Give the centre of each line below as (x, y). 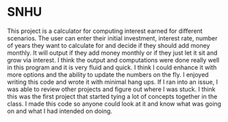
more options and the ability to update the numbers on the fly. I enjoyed (108, 74)
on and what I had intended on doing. (60, 111)
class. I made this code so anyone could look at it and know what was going (114, 103)
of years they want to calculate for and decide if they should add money (109, 45)
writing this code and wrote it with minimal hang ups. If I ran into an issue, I (112, 82)
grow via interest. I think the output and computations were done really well (113, 60)
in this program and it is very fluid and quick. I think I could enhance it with (112, 67)
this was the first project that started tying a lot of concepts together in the (112, 96)
